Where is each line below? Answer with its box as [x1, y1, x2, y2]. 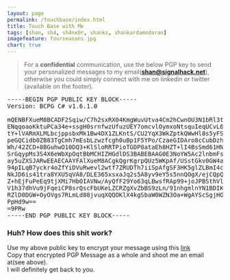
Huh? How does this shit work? [7, 228, 113, 238]
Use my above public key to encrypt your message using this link [7, 244, 191, 252]
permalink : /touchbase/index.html [7, 16, 106, 23]
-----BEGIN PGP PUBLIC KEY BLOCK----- [7, 96, 138, 103]
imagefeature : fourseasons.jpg [7, 36, 97, 42]
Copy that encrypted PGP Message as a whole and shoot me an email [7, 251, 204, 260]
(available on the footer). [23, 83, 94, 90]
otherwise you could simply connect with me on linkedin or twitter [23, 75, 210, 83]
